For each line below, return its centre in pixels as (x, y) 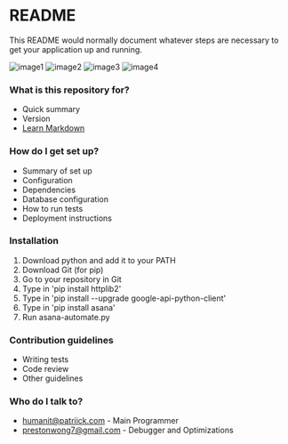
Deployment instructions (67, 218)
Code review (45, 369)
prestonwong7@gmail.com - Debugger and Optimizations (128, 430)
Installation (34, 241)
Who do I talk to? (46, 401)
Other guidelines (52, 378)
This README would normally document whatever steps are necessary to (144, 40)
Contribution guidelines (61, 340)
